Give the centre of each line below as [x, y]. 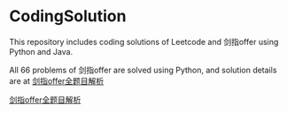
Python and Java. [41, 51]
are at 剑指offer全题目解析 [57, 80]
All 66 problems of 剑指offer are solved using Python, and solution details [143, 70]
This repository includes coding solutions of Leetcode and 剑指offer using [144, 41]
